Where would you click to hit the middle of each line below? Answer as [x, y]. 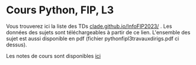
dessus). [17, 45]
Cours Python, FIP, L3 [60, 10]
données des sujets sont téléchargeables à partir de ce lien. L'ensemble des [98, 32]
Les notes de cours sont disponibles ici [54, 56]
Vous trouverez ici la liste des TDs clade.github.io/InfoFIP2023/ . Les [89, 26]
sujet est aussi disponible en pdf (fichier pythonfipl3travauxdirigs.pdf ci [93, 38]
